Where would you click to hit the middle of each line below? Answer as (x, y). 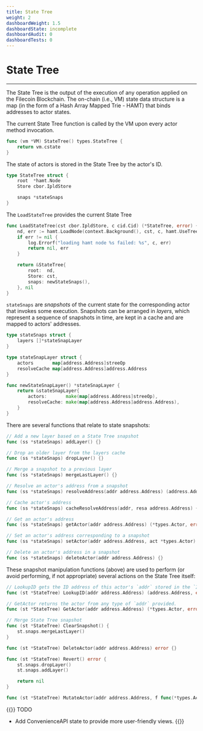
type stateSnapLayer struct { (44, 358)
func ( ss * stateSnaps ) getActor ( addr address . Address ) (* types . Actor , (97, 525)
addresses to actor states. (39, 112)
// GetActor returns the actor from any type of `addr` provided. (92, 604)
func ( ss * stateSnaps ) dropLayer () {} (55, 459)
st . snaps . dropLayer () (44, 665)
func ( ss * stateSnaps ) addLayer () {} (54, 442)
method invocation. (30, 130)
